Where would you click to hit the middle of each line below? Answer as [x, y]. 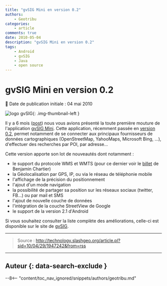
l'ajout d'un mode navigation [42, 185]
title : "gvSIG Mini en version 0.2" [43, 10]
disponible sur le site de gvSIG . [37, 226]
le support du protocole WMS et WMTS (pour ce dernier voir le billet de [85, 164]
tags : [11, 47]
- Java [21, 61]
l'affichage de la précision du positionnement [59, 179]
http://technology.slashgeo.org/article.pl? [78, 241]
